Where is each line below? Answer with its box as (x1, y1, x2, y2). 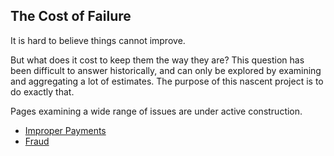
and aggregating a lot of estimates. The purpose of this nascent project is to (10, 75, 324, 87)
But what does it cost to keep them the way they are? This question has (10, 54, 305, 66)
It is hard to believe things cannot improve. (10, 34, 186, 46)
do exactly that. (10, 85, 75, 98)
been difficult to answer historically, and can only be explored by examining (10, 64, 322, 76)
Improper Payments (24, 124, 107, 136)
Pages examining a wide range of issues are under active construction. (10, 105, 303, 117)
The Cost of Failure (10, 8, 132, 25)
